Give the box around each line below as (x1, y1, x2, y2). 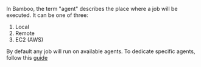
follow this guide (6, 54, 48, 61)
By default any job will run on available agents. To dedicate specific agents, (6, 48, 196, 55)
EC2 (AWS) (15, 36, 44, 43)
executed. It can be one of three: (6, 11, 88, 19)
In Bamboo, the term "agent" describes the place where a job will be (6, 5, 178, 12)
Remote (15, 30, 35, 37)
